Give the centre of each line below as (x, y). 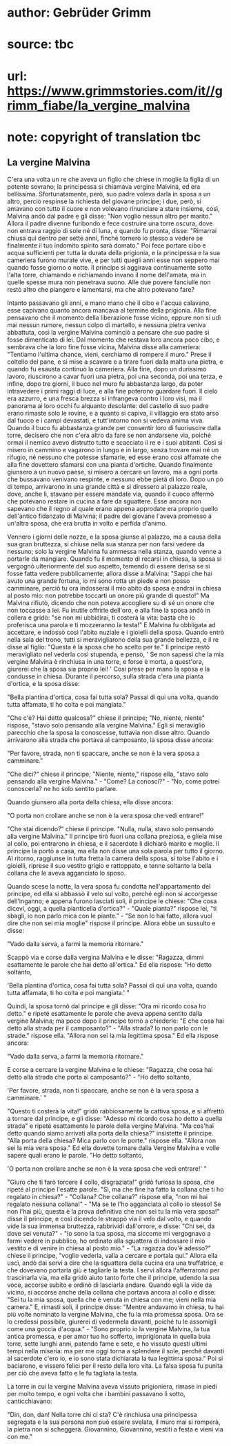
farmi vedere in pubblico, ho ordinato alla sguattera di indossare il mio (106, 1241)
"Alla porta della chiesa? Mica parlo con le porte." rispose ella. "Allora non (111, 1140)
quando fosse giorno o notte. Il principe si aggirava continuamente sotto (110, 267)
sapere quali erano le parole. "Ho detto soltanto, (75, 1155)
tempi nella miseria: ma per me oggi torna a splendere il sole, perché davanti (116, 1351)
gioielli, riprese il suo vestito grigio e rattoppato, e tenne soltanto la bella (109, 865)
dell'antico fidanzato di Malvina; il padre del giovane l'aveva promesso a (110, 516)
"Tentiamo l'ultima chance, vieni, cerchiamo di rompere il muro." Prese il (109, 354)
